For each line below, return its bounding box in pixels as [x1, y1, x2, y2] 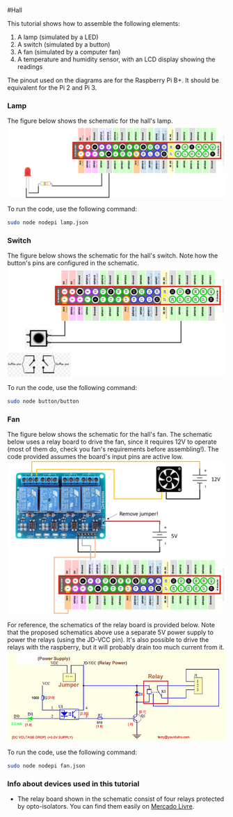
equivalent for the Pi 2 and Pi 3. [7, 84, 97, 91]
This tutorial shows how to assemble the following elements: [7, 20, 180, 27]
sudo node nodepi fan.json [7, 763, 86, 770]
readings [17, 63, 43, 70]
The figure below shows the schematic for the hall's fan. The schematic [7, 430, 213, 439]
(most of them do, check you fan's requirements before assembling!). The [7, 445, 219, 454]
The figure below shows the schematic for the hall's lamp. [7, 117, 173, 125]
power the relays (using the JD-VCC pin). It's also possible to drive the [7, 635, 209, 644]
